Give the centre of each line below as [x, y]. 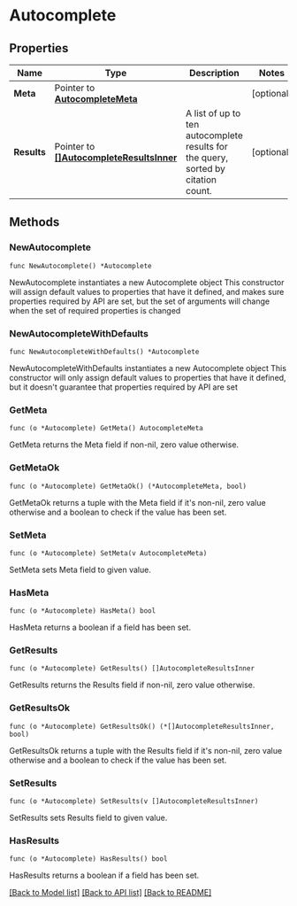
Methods [34, 222]
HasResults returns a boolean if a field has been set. [104, 875]
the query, [206, 158]
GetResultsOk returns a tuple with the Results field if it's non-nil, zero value [146, 750]
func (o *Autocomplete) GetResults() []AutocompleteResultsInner [132, 669]
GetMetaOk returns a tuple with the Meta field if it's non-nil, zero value [138, 502]
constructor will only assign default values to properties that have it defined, [148, 377]
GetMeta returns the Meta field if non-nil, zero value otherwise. [124, 445]
